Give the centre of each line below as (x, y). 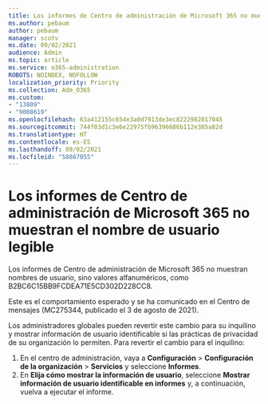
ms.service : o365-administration (64, 68)
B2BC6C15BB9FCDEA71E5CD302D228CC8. (81, 286)
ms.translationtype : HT (48, 134)
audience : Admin (35, 53)
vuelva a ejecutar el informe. (67, 392)
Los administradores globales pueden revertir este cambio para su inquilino (132, 326)
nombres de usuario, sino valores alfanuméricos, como (99, 278)
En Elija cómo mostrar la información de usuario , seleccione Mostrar (135, 375)
